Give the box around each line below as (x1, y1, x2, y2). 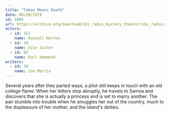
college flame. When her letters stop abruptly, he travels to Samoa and (5, 88, 154, 94)
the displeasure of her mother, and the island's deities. (5, 104, 120, 110)
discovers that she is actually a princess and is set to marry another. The (5, 93, 158, 99)
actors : (5, 26, 22, 31)
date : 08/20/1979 (5, 12, 42, 17)
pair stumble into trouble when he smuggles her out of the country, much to (5, 99, 164, 104)
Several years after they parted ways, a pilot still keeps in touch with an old (5, 83, 162, 89)
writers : (5, 59, 24, 64)
